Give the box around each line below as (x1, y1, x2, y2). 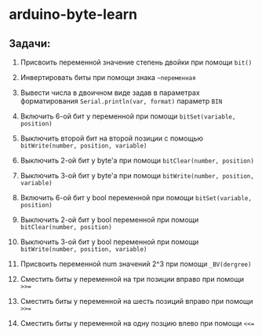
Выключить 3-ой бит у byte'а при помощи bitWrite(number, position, (20, 171, 254, 180)
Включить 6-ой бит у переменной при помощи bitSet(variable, (20, 111, 236, 121)
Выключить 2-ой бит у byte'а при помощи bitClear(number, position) (20, 155, 254, 165)
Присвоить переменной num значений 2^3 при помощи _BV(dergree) (20, 259, 252, 268)
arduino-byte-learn (9, 5, 138, 24)
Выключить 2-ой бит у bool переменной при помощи (20, 215, 199, 225)
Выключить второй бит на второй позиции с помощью (20, 133, 203, 143)
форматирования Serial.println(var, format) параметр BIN (20, 97, 223, 105)
